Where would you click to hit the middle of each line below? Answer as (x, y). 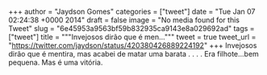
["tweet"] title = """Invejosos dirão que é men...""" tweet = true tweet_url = (132, 37)
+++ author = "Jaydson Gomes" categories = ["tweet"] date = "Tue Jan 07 (132, 12)
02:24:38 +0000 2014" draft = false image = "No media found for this (124, 20)
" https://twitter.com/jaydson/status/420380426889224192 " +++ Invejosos (133, 45)
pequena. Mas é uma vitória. (56, 62)
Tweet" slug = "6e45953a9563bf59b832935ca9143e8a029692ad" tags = (132, 28)
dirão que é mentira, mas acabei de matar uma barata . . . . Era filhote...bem (134, 54)
